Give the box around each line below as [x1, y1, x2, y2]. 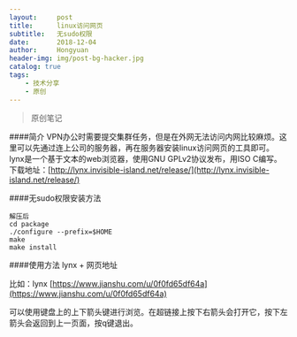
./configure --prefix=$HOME [9, 227, 113, 236]
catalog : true [9, 63, 62, 72]
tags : [9, 71, 29, 80]
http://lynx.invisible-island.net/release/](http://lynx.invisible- [50, 165, 270, 175]
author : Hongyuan [9, 46, 89, 55]
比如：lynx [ [9, 278, 53, 288]
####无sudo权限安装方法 [9, 192, 102, 203]
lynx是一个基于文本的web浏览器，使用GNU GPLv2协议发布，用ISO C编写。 [9, 153, 282, 164]
